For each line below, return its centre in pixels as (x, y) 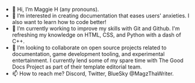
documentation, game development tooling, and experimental (88, 54)
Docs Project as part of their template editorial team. (77, 67)
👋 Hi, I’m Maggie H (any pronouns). (55, 9)
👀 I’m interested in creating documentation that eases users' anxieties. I (101, 16)
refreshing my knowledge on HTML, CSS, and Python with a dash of (97, 35)
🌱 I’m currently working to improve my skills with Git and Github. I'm (96, 28)
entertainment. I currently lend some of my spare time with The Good (97, 60)
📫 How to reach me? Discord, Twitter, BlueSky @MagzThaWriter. (93, 73)
